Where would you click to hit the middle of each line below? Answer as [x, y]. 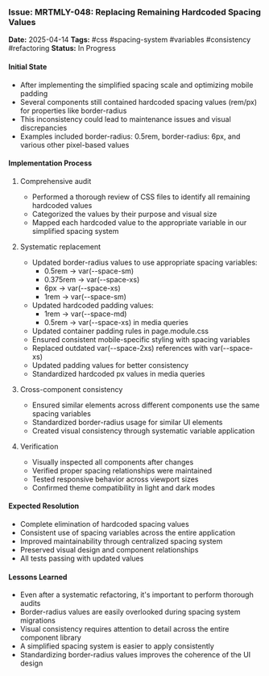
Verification [39, 446]
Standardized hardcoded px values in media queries [118, 373]
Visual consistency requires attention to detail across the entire [124, 629]
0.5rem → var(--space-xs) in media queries [116, 322]
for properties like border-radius [73, 111]
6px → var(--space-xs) [82, 288]
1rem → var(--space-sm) [85, 296]
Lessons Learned [38, 577]
